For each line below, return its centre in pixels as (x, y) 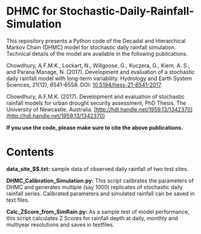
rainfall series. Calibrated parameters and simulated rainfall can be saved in (101, 193)
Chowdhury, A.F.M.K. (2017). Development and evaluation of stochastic (96, 96)
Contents (30, 152)
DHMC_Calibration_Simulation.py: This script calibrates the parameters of (100, 181)
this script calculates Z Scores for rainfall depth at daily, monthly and (92, 218)
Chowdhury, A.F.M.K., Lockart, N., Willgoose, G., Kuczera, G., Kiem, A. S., (98, 65)
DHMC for (32, 11)
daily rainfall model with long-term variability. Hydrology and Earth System (99, 78)
